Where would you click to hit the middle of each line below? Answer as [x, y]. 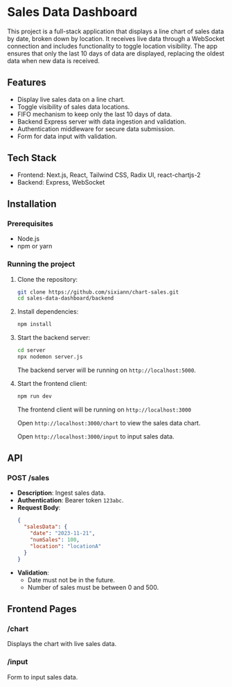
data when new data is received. [54, 60]
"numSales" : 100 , [55, 540]
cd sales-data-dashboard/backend [65, 298]
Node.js [28, 239]
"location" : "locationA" [66, 546]
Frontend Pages [42, 609]
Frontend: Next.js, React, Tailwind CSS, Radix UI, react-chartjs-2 [109, 175]
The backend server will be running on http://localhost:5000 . [106, 370]
